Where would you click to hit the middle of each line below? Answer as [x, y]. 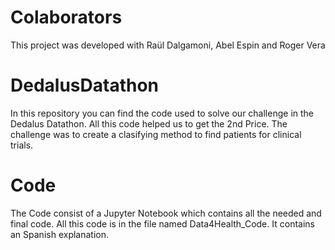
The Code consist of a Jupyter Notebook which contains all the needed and [166, 213]
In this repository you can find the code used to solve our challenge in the [162, 113]
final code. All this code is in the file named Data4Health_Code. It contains [162, 223]
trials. [22, 145]
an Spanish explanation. [60, 234]
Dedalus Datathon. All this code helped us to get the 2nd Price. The [149, 123]
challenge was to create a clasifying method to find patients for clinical [156, 134]
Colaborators [66, 17]
